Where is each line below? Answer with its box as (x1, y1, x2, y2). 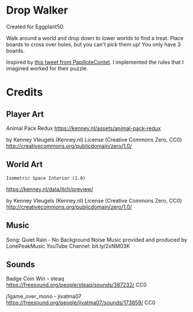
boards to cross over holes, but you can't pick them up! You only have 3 (6, 41, 181, 48)
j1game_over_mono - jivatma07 (6, 293, 81, 300)
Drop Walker (6, 4, 68, 17)
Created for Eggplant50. (6, 23, 65, 30)
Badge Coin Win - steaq (6, 275, 64, 282)
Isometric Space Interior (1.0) (6, 175, 86, 181)
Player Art (6, 109, 44, 119)
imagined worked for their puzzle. (6, 64, 89, 71)
